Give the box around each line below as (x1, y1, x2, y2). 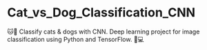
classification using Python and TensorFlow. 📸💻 (7, 35, 144, 43)
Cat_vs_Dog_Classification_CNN (7, 5, 195, 21)
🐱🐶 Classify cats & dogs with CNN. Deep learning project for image (7, 27, 200, 36)
